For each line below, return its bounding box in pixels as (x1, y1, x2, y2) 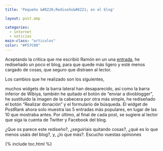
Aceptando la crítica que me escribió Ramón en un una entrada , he (5, 56, 140, 62)
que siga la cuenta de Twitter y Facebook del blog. (5, 117, 107, 123)
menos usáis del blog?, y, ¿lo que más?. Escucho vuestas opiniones (5, 131, 141, 137)
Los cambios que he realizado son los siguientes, (5, 76, 104, 82)
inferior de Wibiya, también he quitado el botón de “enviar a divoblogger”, (5, 91, 153, 97)
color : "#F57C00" (5, 43, 41, 48)
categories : (5, 25, 29, 30)
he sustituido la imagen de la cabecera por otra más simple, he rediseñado (5, 96, 156, 102)
